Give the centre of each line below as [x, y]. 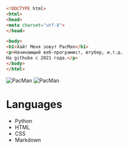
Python [23, 121]
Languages [34, 104]
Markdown [28, 140]
